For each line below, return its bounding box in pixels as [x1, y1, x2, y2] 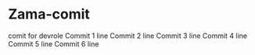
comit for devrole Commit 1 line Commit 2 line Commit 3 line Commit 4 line [8, 31, 248, 40]
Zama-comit [8, 5, 90, 23]
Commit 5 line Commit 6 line [8, 39, 99, 48]
